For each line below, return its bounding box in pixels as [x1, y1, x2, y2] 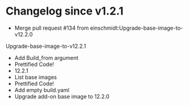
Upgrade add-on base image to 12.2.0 [14, 93, 110, 100]
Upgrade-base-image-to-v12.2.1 [5, 42, 86, 50]
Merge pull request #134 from [14, 24, 89, 31]
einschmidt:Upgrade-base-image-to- [90, 24, 183, 31]
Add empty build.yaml [14, 86, 70, 93]
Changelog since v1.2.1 [5, 4, 124, 18]
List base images [14, 73, 57, 81]
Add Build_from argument [14, 54, 79, 61]
